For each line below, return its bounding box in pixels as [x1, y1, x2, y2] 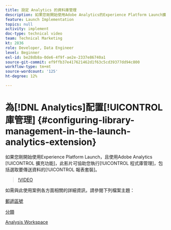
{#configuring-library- [37, 114, 135, 126]
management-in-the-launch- [5, 126, 131, 137]
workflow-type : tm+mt [5, 64, 51, 69]
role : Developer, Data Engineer [5, 45, 74, 50]
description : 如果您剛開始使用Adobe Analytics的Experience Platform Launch [5, 12, 163, 17]
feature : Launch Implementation [5, 17, 74, 22]
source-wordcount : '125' [5, 69, 58, 74]
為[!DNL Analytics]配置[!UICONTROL [5, 102, 163, 113]
